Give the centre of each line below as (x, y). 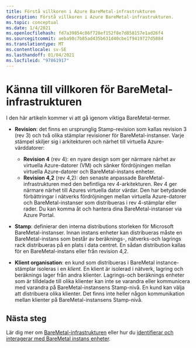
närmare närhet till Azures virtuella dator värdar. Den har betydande (105, 190)
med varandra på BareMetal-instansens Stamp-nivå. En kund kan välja (99, 288)
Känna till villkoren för (61, 89)
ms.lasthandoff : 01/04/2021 (40, 55)
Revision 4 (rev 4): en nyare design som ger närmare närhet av (99, 159)
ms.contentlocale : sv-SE (36, 50)
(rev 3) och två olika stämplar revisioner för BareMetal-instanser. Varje (99, 136)
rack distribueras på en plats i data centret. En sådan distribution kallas (100, 245)
